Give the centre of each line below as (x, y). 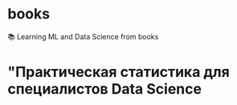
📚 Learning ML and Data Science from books (83, 36)
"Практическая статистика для (118, 72)
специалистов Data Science (105, 89)
